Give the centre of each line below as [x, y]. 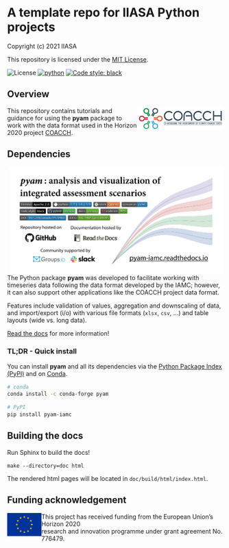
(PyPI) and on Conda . [37, 373]
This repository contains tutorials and [60, 110]
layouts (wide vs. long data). [47, 321]
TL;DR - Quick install [42, 351]
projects [32, 27]
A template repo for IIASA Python [104, 13]
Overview [28, 94]
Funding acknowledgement [67, 500]
